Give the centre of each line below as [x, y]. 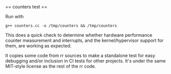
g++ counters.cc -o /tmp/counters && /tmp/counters [61, 26]
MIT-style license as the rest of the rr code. [51, 66]
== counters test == [26, 7]
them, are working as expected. [38, 46]
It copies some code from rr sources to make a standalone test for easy [80, 55]
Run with [15, 16]
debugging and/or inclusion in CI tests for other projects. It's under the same [85, 61]
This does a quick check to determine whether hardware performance [79, 35]
